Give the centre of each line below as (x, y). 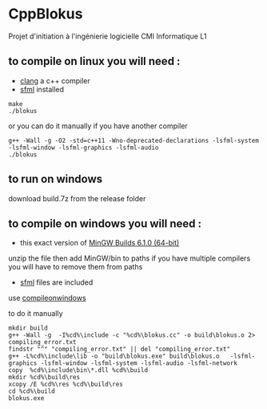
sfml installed (42, 89)
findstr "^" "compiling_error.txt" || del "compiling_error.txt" (119, 350)
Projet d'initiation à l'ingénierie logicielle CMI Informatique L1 (108, 36)
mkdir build (28, 328)
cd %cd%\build (32, 391)
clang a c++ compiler (55, 80)
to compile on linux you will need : (94, 61)
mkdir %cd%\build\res (44, 378)
